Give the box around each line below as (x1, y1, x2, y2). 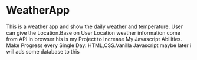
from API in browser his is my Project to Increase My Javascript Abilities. (6, 35, 183, 42)
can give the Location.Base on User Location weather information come (6, 29, 181, 36)
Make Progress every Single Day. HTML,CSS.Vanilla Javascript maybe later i (6, 42, 192, 49)
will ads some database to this (6, 48, 80, 55)
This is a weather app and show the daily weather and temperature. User (6, 23, 183, 30)
